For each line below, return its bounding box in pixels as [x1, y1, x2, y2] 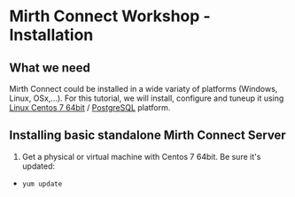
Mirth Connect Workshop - [9, 6, 211, 27]
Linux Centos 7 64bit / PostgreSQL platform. [9, 102, 171, 112]
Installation [9, 25, 94, 45]
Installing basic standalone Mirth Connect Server [9, 128, 286, 143]
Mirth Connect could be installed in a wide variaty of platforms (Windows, [9, 84, 278, 94]
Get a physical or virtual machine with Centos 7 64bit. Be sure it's [21, 151, 261, 162]
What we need [9, 60, 91, 75]
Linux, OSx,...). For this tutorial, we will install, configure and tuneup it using [9, 93, 284, 103]
